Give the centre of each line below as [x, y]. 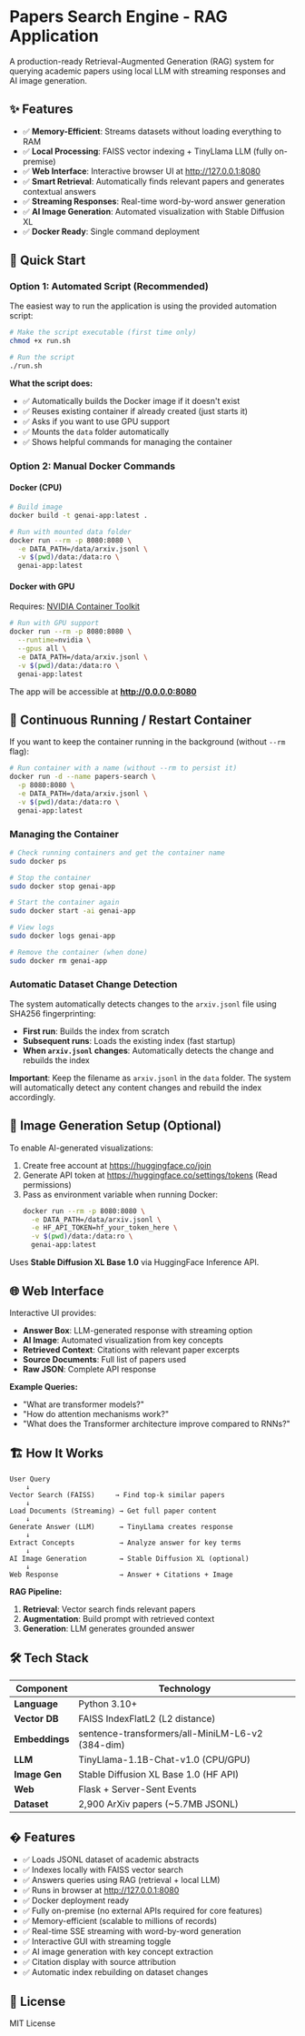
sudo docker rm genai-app [58, 961]
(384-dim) [102, 1745]
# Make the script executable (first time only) [103, 333]
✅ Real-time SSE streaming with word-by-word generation [132, 1931]
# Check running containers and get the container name [117, 853]
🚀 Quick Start [48, 261]
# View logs [32, 927]
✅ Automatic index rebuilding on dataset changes [115, 1972]
